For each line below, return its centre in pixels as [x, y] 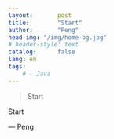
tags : [17, 67]
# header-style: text [44, 45]
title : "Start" [45, 23]
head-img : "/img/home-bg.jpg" [58, 37]
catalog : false [42, 52]
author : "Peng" [44, 30]
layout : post [40, 15]
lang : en [22, 60]
